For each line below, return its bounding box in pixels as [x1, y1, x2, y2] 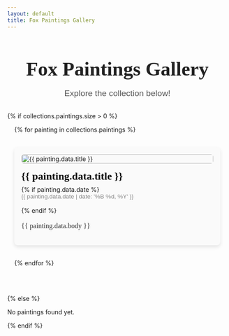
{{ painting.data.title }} [21, 170, 124, 183]
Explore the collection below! [64, 88, 171, 99]
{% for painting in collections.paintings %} [14, 125, 136, 134]
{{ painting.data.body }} [21, 222, 91, 230]
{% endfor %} [14, 258, 54, 267]
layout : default [7, 10, 54, 17]
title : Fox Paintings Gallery [7, 17, 96, 24]
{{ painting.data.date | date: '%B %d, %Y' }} [21, 193, 134, 200]
